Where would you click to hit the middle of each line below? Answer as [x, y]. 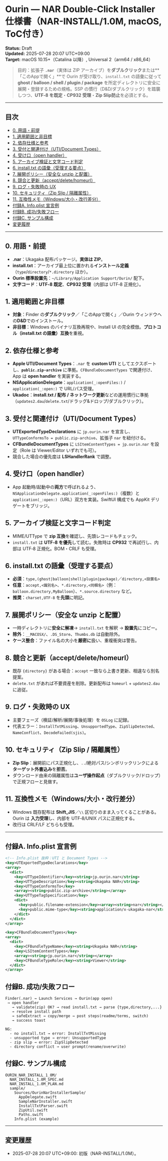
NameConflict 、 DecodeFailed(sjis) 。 [50, 732]
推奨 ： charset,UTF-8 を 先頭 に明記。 [49, 598]
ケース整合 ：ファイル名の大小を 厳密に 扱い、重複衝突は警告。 [76, 640]
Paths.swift [31, 1114]
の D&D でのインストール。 [39, 321]
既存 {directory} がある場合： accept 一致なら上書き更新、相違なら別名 [86, 671]
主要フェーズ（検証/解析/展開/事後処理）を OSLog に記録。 [72, 720]
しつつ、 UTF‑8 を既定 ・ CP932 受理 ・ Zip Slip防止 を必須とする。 [84, 95]
